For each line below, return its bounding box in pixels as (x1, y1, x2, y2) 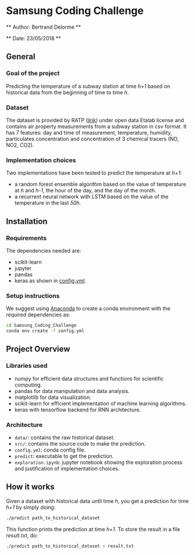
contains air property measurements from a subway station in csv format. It (6, 123, 187, 130)
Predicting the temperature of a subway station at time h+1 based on (6, 82, 171, 89)
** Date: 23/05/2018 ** (6, 35, 61, 42)
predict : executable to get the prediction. (14, 452, 114, 460)
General (6, 51, 36, 62)
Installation (6, 216, 48, 226)
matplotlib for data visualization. (14, 394, 91, 401)
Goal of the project (6, 69, 60, 77)
